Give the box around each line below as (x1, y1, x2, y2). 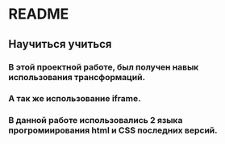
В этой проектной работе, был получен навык (8, 61, 199, 73)
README (8, 5, 69, 23)
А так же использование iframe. (8, 93, 141, 104)
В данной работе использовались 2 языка (8, 115, 183, 126)
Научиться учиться (8, 37, 112, 51)
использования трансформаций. (8, 71, 146, 83)
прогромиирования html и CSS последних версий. (8, 125, 218, 136)
